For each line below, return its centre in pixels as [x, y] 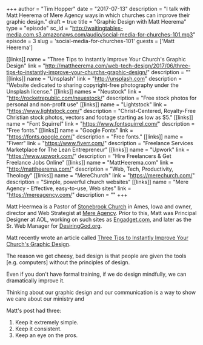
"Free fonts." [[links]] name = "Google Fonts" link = [70, 130]
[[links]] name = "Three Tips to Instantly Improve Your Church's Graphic [96, 59]
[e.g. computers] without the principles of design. [68, 262]
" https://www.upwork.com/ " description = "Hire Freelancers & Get [89, 156]
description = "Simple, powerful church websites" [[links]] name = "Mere [98, 182]
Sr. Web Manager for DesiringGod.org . [54, 226]
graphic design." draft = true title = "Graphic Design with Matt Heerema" [96, 22]
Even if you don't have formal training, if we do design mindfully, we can [96, 274]
